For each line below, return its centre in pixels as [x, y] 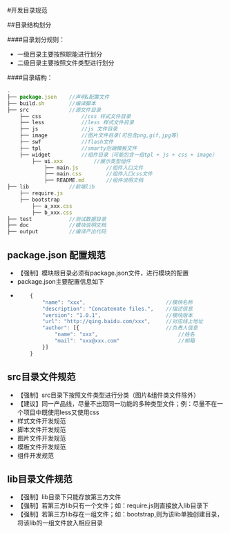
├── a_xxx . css [52, 206]
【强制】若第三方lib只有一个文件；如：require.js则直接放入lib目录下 [113, 505]
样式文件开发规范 [41, 420]
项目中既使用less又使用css [61, 412]
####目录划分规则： [36, 39]
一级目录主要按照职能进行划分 [59, 54]
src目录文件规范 [41, 377]
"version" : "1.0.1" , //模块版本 [118, 315]
